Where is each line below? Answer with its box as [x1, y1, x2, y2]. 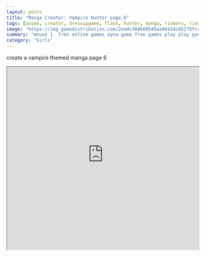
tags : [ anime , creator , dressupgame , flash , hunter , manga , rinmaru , [6, 20, 187, 26]
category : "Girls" [6, 37, 53, 43]
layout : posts [6, 9, 43, 15]
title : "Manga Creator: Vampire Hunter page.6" [6, 15, 130, 21]
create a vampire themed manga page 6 [6, 54, 107, 61]
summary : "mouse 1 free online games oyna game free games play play [6, 32, 190, 38]
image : [6, 26, 23, 32]
